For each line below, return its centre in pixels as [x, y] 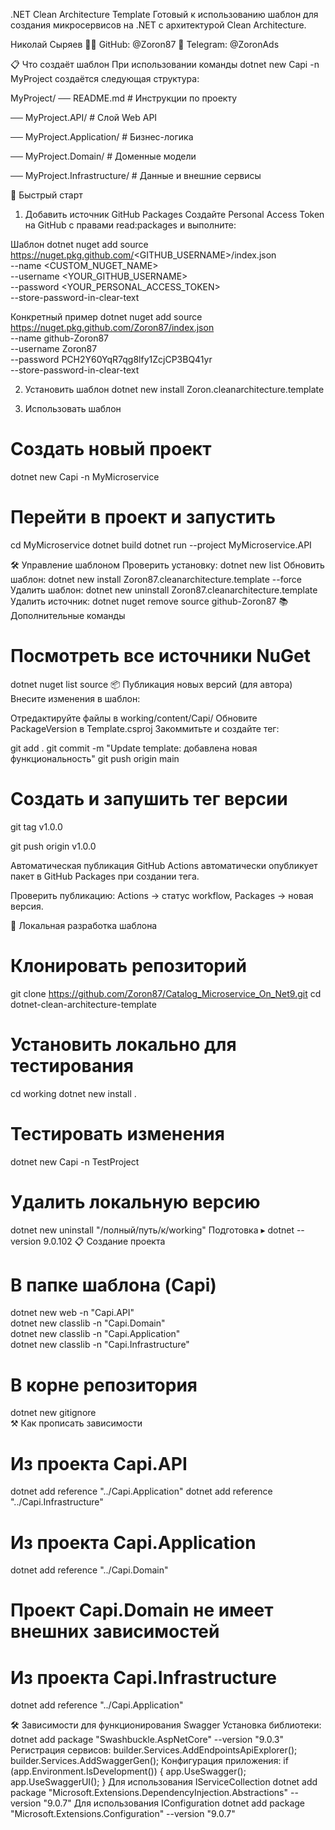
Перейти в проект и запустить [143, 517]
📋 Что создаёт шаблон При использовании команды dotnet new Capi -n [165, 64]
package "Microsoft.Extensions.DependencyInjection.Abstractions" [149, 1793]
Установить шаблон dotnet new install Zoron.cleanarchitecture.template [174, 389]
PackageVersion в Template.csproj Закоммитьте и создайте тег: [145, 728]
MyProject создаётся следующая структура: [105, 78]
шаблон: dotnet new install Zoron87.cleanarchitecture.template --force [156, 579]
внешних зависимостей [115, 1631]
